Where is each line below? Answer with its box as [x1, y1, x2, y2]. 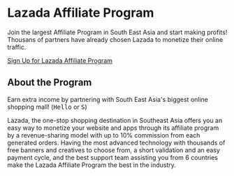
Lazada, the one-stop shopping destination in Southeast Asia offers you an [7, 116, 223, 124]
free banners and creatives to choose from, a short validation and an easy [7, 145, 220, 154]
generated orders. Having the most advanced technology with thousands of [7, 138, 226, 147]
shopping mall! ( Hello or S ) [7, 103, 87, 111]
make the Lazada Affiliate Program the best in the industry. [7, 161, 177, 169]
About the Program [7, 77, 92, 89]
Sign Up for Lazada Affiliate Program [7, 56, 113, 64]
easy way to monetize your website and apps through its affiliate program [7, 124, 219, 132]
